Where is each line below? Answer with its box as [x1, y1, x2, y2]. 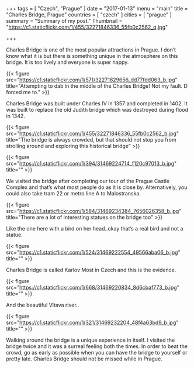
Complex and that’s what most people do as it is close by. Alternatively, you [6, 184, 188, 191]
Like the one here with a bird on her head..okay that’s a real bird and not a [6, 225, 183, 232]
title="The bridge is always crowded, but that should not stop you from [6, 136, 176, 143]
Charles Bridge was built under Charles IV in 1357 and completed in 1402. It [6, 100, 188, 107]
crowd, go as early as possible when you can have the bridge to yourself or [6, 349, 188, 356]
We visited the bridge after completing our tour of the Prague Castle [6, 178, 170, 184]
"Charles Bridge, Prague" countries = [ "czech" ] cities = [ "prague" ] [6, 11, 172, 18]
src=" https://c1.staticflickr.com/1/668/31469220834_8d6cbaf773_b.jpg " [6, 284, 179, 291]
